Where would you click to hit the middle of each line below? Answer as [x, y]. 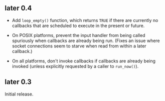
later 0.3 [18, 82]
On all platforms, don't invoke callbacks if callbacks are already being [84, 61]
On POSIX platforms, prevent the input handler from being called [78, 35]
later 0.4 [18, 8]
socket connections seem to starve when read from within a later [79, 46]
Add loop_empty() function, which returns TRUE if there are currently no [85, 20]
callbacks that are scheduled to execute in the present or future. [78, 25]
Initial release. [19, 94]
